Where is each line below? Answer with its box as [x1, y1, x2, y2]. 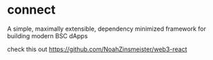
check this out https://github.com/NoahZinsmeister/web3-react [7, 45, 187, 53]
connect [7, 2, 56, 18]
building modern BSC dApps [7, 31, 88, 40]
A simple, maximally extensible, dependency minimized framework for [7, 25, 207, 33]
